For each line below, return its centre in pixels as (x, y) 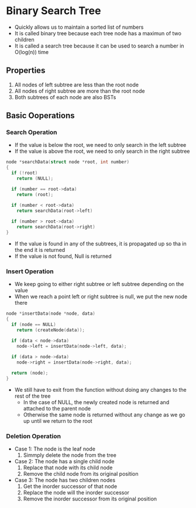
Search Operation (32, 132)
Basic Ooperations (40, 116)
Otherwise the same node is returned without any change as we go (104, 415)
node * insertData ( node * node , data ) (51, 314)
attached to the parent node (57, 408)
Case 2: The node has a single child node (64, 462)
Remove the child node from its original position (81, 474)
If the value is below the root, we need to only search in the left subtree (100, 145)
